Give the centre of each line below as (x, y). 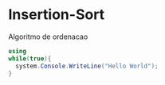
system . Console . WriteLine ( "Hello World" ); (87, 66)
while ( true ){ (30, 58)
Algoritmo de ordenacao (48, 37)
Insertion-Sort (57, 15)
